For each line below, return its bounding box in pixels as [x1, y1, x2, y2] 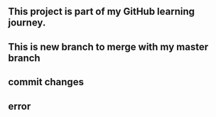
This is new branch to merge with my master [8, 40, 209, 52]
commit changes [8, 76, 85, 88]
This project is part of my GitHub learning [8, 6, 195, 18]
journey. [8, 17, 46, 29]
